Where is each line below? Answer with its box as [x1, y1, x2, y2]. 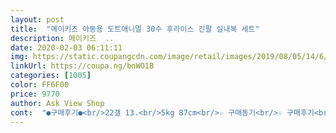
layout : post [10, 14, 65, 25]
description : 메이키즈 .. [10, 33, 115, 43]
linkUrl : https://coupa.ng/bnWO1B [10, 61, 155, 71]
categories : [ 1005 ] [10, 71, 92, 81]
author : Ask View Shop [10, 98, 105, 108]
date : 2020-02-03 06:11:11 [10, 42, 123, 53]
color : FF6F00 [10, 80, 70, 90]
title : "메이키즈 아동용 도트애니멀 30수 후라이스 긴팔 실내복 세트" [10, 24, 260, 34]
